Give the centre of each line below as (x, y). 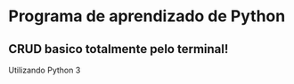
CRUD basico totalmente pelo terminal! (118, 49)
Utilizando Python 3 (45, 70)
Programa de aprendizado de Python (147, 16)
